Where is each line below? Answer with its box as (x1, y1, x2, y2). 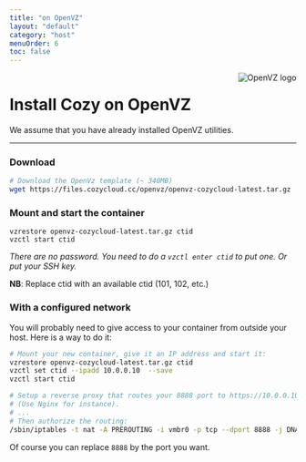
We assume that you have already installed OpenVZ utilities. (9, 125, 234, 136)
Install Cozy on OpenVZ (9, 95, 191, 115)
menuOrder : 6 (9, 38, 59, 48)
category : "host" (9, 30, 76, 39)
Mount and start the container (9, 207, 146, 220)
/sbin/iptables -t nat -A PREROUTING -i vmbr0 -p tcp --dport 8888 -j (9, 425, 283, 434)
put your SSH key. (9, 261, 77, 272)
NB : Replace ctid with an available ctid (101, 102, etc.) (9, 279, 209, 290)
